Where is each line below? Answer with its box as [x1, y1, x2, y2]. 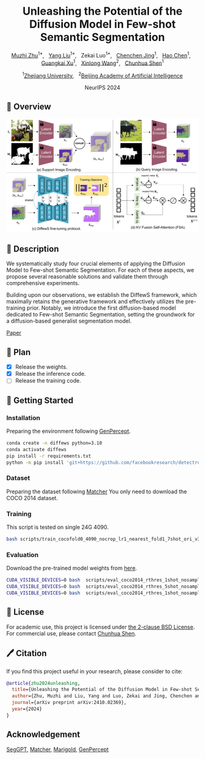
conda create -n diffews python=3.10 [6, 440, 103, 446]
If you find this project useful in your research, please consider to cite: [6, 667, 183, 675]
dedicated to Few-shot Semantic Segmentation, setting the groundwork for [6, 311, 195, 318]
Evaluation [6, 550, 38, 559]
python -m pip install [6, 459, 64, 466]
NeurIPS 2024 [84, 84, 121, 91]
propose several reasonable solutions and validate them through [6, 273, 168, 280]
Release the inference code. [15, 370, 87, 378]
